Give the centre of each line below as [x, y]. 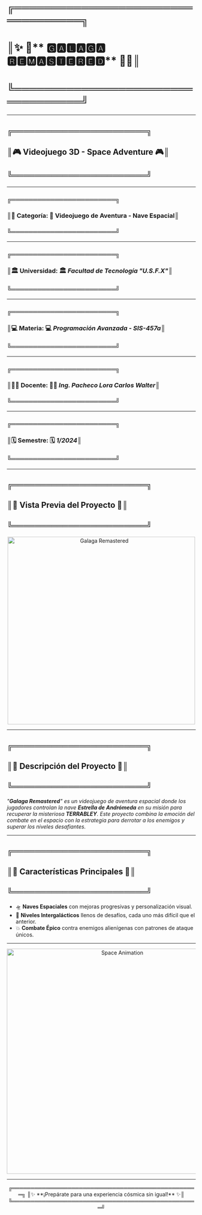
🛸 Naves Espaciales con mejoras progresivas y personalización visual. [104, 906]
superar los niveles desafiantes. [46, 827]
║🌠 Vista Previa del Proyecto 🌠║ [67, 505]
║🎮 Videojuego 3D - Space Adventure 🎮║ [88, 152]
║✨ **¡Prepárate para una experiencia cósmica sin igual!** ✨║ [105, 1195]
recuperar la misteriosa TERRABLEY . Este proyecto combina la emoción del [101, 813]
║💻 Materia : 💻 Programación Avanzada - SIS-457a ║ [86, 328]
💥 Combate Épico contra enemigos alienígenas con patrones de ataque [104, 928]
